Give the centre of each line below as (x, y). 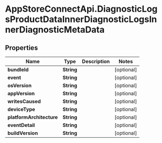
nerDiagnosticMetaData (55, 30)
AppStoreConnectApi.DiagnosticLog (81, 9)
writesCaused (24, 101)
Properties (22, 48)
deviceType (21, 109)
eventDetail (21, 125)
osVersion (20, 85)
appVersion (21, 93)
